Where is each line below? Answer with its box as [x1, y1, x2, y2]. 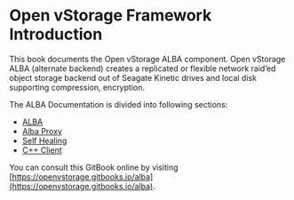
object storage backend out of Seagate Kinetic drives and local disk [9, 72, 258, 83]
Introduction [9, 24, 103, 44]
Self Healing [21, 135, 68, 146]
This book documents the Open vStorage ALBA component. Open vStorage [9, 53, 286, 64]
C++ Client [21, 144, 62, 156]
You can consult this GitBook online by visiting [9, 162, 179, 172]
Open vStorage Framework [9, 5, 212, 26]
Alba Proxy [21, 125, 62, 136]
